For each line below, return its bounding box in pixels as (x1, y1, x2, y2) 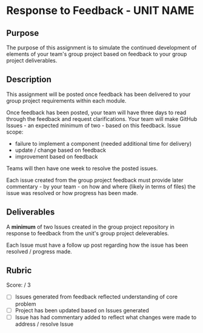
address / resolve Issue (15, 320, 74, 328)
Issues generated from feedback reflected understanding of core (15, 293, 178, 301)
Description (6, 74, 52, 85)
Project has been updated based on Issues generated (15, 306, 150, 314)
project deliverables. (6, 57, 58, 64)
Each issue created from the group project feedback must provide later (6, 176, 184, 184)
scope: (6, 128, 24, 136)
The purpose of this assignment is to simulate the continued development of (6, 44, 197, 51)
